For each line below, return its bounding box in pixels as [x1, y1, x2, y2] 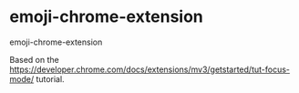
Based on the [9, 54, 59, 65]
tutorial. [36, 73, 66, 84]
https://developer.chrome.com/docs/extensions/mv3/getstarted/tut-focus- [9, 64, 290, 75]
